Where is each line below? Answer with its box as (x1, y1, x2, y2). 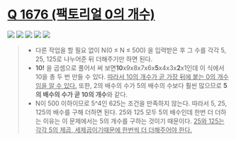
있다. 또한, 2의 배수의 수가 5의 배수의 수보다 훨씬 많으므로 (63, 81, 222, 89)
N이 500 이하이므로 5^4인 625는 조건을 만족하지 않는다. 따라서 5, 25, (35, 98, 227, 107)
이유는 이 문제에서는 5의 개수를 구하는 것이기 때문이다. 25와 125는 (43, 116, 225, 125)
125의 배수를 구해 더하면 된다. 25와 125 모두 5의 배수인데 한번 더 (35, 108, 214, 116)
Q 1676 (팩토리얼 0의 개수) (7, 6, 155, 23)
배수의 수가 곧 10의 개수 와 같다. (42, 90, 128, 98)
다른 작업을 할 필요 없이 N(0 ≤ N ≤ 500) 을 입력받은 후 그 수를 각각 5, (35, 45, 227, 54)
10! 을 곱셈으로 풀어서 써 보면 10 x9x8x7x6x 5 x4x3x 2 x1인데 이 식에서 (35, 63, 225, 72)
